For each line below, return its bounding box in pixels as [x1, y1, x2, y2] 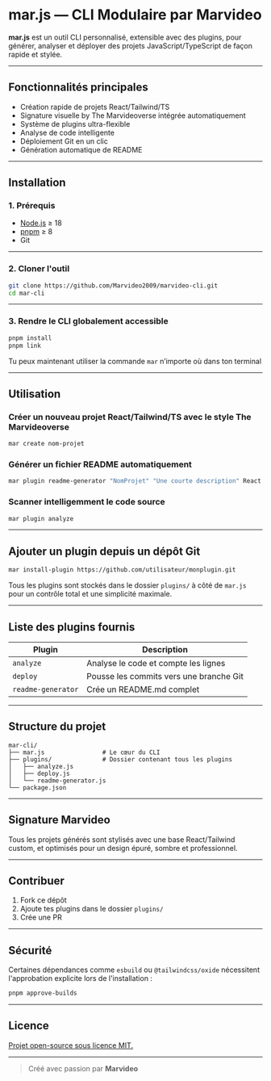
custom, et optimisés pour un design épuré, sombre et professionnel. [8, 843, 238, 853]
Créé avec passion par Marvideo [27, 1063, 139, 1073]
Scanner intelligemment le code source [8, 497, 165, 508]
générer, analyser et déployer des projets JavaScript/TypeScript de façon [8, 40, 252, 50]
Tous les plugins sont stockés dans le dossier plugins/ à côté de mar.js [8, 580, 247, 590]
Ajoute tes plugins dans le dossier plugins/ [19, 904, 164, 914]
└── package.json [8, 783, 67, 792]
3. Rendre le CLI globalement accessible [8, 316, 169, 327]
